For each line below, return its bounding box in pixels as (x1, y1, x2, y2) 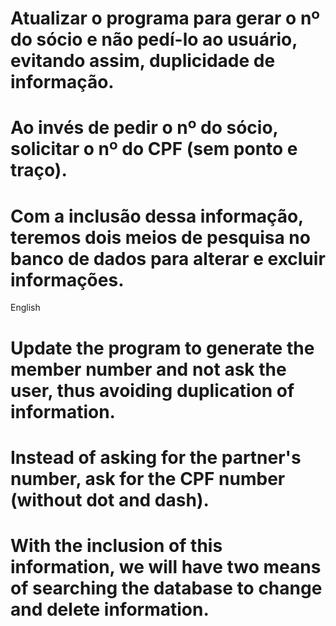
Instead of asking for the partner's (10, 446, 302, 469)
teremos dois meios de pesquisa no (10, 226, 311, 249)
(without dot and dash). (10, 488, 210, 511)
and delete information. (10, 598, 210, 621)
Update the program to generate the (10, 337, 315, 359)
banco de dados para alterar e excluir (10, 247, 326, 270)
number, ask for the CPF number (10, 467, 286, 490)
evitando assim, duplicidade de (10, 50, 276, 72)
